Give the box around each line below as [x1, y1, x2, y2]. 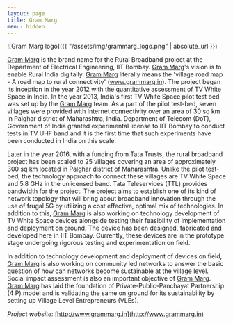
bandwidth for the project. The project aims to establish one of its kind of [7, 187, 217, 195]
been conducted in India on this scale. [7, 137, 117, 145]
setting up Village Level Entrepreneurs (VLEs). [7, 297, 139, 305]
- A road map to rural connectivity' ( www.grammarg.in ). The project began [7, 78, 221, 86]
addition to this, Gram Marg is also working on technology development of [7, 209, 220, 217]
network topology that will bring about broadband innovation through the [7, 194, 216, 203]
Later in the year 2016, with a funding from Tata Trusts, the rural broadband [7, 150, 223, 158]
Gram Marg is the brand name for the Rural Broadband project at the [7, 56, 203, 64]
